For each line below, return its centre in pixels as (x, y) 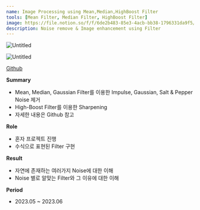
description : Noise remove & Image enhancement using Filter (84, 28)
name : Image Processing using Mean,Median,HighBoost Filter (82, 12)
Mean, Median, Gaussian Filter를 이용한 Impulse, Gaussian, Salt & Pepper (104, 92)
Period (15, 190)
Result (14, 158)
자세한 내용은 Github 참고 (44, 115)
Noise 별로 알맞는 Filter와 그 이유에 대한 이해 (67, 178)
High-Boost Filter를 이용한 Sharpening (61, 107)
